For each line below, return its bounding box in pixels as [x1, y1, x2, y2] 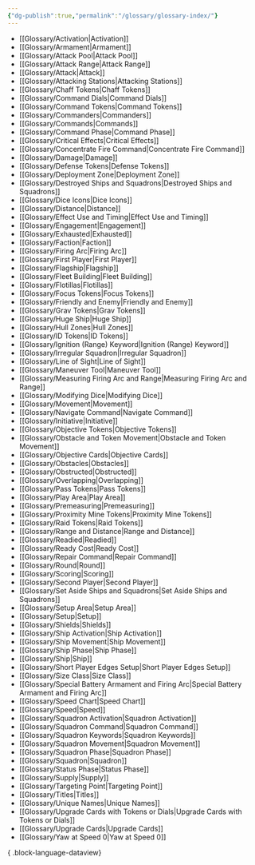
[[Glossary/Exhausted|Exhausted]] [18, 229, 132, 238]
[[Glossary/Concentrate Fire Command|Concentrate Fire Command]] [18, 144, 245, 153]
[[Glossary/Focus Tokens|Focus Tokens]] [18, 289, 155, 298]
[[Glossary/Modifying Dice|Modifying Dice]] [18, 390, 163, 400]
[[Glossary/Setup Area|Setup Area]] [18, 603, 137, 612]
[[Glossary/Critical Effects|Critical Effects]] [18, 135, 159, 145]
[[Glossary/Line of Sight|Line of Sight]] [18, 357, 147, 366]
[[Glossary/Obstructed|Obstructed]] [18, 467, 137, 476]
